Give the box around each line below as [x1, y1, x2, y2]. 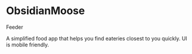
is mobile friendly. [6, 41, 49, 48]
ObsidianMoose [6, 4, 85, 18]
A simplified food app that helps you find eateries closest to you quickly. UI [6, 35, 187, 42]
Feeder [6, 23, 23, 31]
